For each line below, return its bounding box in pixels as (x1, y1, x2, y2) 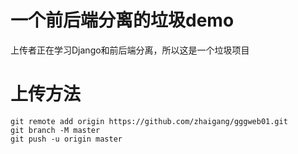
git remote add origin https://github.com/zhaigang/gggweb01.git (10, 116, 288, 126)
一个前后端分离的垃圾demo (10, 9, 235, 32)
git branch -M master (10, 125, 101, 135)
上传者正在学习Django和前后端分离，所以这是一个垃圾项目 (10, 44, 250, 56)
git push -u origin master (10, 134, 123, 144)
